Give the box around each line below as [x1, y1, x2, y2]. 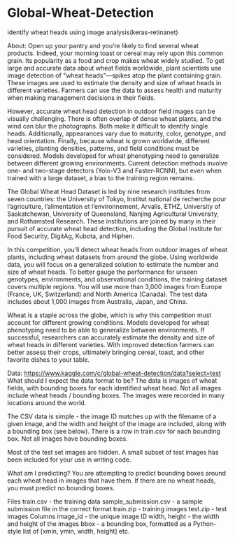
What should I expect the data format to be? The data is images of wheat [7, 376, 218, 385]
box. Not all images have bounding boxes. [7, 434, 128, 443]
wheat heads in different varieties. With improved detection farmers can [7, 340, 215, 349]
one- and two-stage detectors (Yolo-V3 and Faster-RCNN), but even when [7, 166, 222, 175]
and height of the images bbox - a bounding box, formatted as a [7, 519, 192, 528]
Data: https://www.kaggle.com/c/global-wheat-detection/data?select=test [7, 369, 222, 377]
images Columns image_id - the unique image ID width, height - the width [7, 512, 220, 520]
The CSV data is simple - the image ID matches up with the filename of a [7, 412, 217, 420]
